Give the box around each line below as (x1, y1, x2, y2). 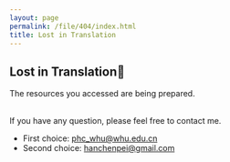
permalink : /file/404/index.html (9, 22, 137, 31)
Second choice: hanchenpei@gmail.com (22, 143, 175, 154)
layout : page (9, 13, 59, 23)
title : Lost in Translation (9, 30, 117, 39)
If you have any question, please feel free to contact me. (9, 116, 222, 127)
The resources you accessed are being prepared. (9, 88, 195, 99)
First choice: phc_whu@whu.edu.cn (22, 133, 158, 144)
